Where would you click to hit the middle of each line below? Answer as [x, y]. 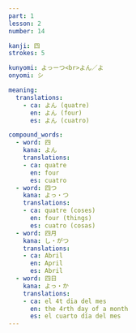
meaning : [23, 90]
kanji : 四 [24, 45]
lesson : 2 [25, 24]
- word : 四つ [36, 188]
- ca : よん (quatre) [56, 105]
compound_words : [36, 135]
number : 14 [27, 31]
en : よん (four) [56, 113]
